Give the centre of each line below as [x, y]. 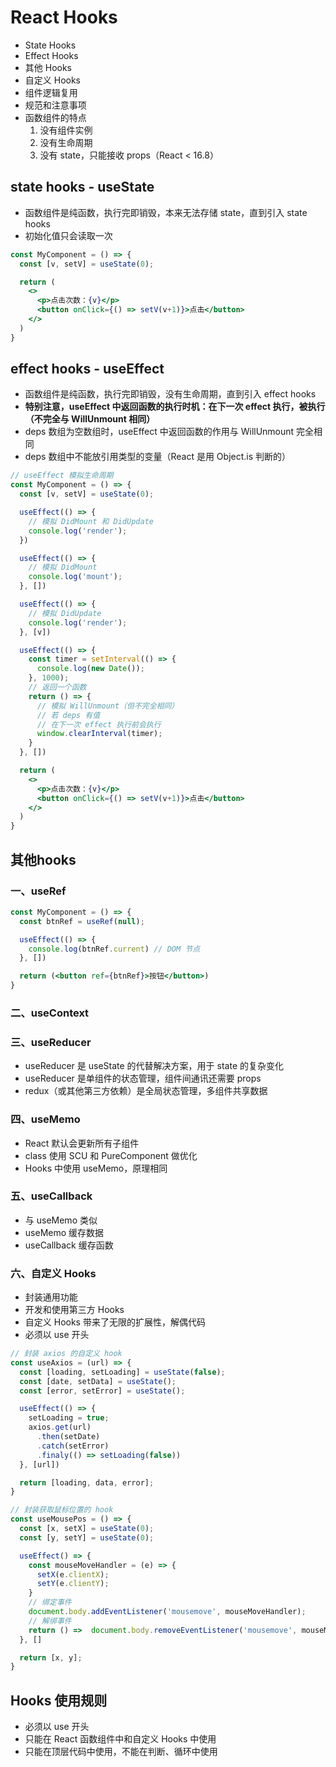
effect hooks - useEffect [87, 369]
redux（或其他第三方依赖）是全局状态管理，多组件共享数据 [146, 1091]
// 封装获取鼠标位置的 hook [62, 1510]
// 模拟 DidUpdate [65, 613]
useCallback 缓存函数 [69, 1245]
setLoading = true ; [69, 1418]
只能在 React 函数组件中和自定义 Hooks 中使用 [120, 1739]
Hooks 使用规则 [59, 1700]
